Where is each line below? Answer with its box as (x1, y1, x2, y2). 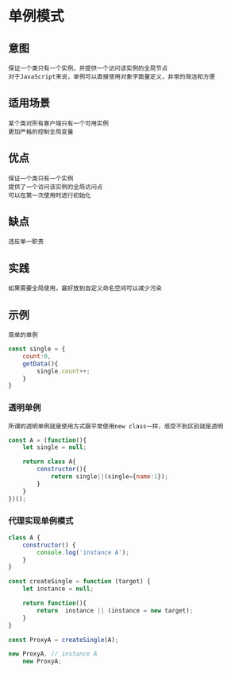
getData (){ (22, 359, 59, 368)
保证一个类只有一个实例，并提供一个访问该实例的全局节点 (8, 64, 168, 72)
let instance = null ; (22, 585, 94, 593)
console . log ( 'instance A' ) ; (37, 548, 129, 556)
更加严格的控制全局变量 (8, 128, 74, 136)
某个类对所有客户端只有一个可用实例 (8, 119, 110, 127)
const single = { (8, 345, 66, 354)
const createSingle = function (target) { (8, 578, 151, 586)
